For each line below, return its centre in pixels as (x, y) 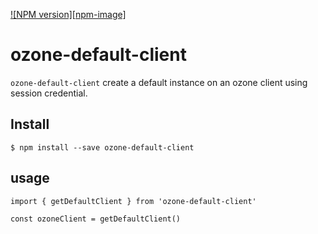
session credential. (49, 93)
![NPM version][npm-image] (68, 14)
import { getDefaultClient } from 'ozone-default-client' (133, 201)
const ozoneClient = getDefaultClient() (96, 219)
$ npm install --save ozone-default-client (102, 147)
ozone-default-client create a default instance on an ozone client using (159, 82)
